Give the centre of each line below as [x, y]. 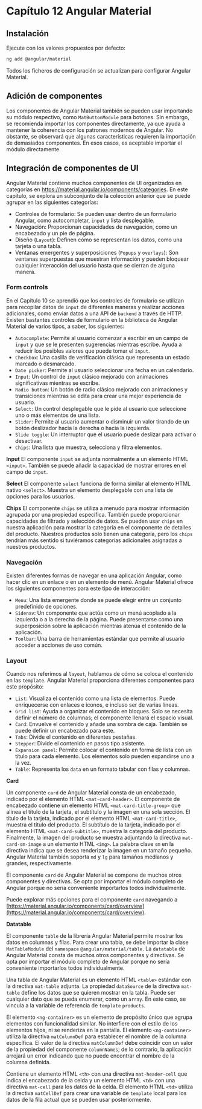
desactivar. [29, 440]
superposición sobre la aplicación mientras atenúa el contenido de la [100, 626]
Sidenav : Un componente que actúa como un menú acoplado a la [96, 613]
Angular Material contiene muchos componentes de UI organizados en [94, 183]
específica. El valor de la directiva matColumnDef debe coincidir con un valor [99, 1043]
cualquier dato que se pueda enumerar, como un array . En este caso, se [96, 999]
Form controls [27, 287]
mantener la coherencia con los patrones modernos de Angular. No [90, 130]
